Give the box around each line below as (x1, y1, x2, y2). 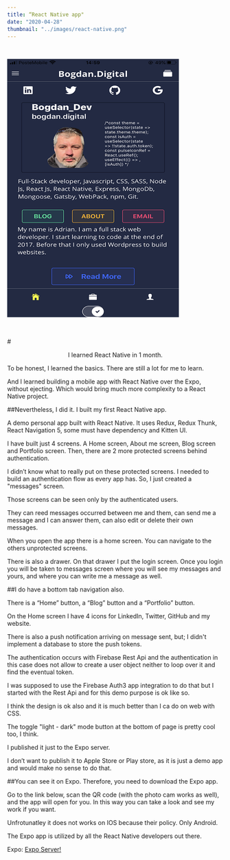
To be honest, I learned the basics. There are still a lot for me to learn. (7, 364, 204, 373)
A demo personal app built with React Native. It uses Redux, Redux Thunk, (7, 419, 218, 427)
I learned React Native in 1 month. (67, 351, 163, 359)
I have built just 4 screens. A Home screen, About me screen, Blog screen (7, 439, 216, 448)
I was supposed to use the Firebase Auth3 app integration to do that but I (7, 682, 214, 690)
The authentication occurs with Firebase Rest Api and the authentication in (7, 653, 218, 662)
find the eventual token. (7, 668, 74, 676)
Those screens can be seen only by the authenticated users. (7, 496, 179, 504)
